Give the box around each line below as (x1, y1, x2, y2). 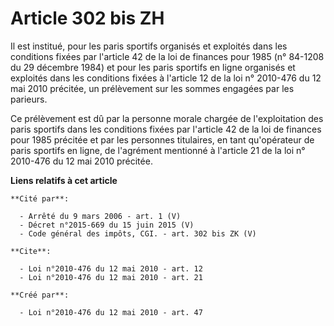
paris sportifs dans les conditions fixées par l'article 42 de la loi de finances (10, 123, 322, 135)
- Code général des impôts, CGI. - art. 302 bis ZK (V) (19, 228, 257, 239)
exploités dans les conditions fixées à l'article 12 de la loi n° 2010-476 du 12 (10, 72, 322, 84)
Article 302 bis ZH (10, 7, 165, 30)
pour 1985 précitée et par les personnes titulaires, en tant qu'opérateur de (10, 133, 315, 146)
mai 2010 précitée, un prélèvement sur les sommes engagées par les (10, 82, 295, 94)
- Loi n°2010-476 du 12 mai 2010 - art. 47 (19, 307, 203, 317)
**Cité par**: (10, 193, 70, 204)
